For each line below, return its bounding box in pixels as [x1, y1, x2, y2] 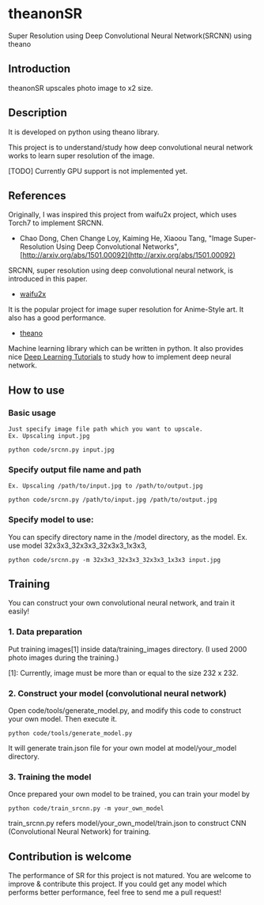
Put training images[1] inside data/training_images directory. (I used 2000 [8, 644, 247, 654]
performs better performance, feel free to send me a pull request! [8, 888, 221, 897]
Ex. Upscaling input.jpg [8, 432, 90, 440]
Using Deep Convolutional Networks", [55, 242, 179, 251]
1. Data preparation [8, 626, 83, 637]
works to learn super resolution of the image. [8, 151, 155, 160]
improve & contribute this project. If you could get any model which [8, 879, 227, 889]
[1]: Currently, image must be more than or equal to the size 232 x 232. [8, 668, 239, 677]
